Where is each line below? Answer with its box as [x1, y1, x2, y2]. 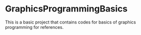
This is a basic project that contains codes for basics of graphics [5, 19, 136, 25]
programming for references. [5, 24, 64, 30]
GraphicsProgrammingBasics [5, 3, 128, 14]
